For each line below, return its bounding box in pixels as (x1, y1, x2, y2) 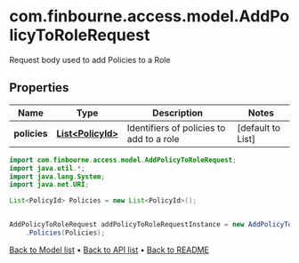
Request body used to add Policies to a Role (9, 54, 171, 65)
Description (152, 107, 203, 119)
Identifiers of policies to (126, 122, 226, 134)
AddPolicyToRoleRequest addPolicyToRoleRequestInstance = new (9, 220, 245, 229)
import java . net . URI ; (9, 180, 90, 189)
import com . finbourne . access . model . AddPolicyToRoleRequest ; (9, 155, 238, 164)
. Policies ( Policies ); (25, 228, 105, 237)
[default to (237, 122, 281, 134)
